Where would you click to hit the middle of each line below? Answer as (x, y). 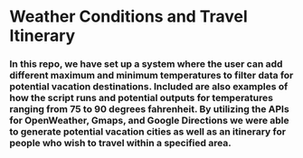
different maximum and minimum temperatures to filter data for (151, 76)
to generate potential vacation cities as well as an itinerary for (148, 132)
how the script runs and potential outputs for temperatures (142, 98)
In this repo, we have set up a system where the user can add (146, 64)
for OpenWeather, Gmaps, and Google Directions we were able (149, 121)
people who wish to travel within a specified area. (121, 144)
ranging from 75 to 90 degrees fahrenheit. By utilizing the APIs (149, 109)
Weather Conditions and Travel (129, 17)
